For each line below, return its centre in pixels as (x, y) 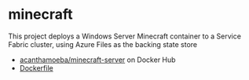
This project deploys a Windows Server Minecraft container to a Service (125, 36)
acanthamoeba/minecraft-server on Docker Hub (97, 60)
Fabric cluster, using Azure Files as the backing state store (103, 44)
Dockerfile (36, 67)
